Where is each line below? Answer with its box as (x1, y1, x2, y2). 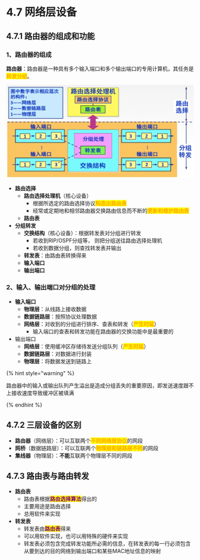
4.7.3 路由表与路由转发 (6, 471, 89, 481)
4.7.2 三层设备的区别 (6, 420, 82, 430)
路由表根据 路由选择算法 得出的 (23, 496, 97, 503)
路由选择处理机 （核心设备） (23, 192, 92, 200)
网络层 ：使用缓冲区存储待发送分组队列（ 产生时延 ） (23, 342, 149, 349)
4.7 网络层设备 (6, 5, 77, 19)
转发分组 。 (6, 72, 33, 79)
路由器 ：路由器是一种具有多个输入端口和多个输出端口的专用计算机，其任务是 (6, 65, 194, 72)
